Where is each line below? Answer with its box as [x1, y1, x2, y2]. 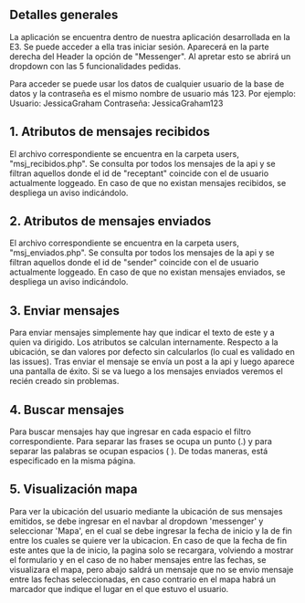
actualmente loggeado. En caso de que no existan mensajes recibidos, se [9, 177, 287, 188]
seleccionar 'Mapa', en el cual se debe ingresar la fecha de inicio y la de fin [9, 525, 292, 536]
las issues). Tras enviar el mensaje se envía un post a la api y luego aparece [9, 356, 295, 368]
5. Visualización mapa [9, 482, 138, 497]
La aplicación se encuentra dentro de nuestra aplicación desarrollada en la [9, 31, 290, 42]
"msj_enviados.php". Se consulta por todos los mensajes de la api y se [9, 247, 275, 258]
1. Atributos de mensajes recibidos [9, 124, 210, 140]
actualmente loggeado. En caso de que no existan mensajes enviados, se [9, 266, 286, 277]
